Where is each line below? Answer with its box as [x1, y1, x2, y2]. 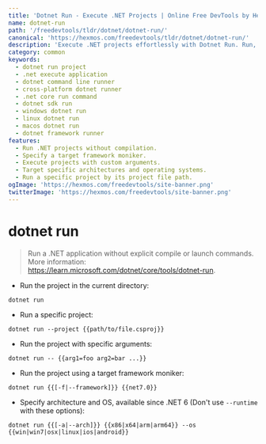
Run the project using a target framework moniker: [19, 368, 184, 378]
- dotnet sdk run [15, 100, 73, 108]
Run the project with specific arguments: [19, 339, 153, 348]
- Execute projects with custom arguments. [15, 159, 161, 167]
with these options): [19, 405, 85, 416]
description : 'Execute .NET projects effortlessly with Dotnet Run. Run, [8, 41, 257, 49]
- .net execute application [15, 70, 108, 78]
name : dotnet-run [8, 19, 66, 27]
